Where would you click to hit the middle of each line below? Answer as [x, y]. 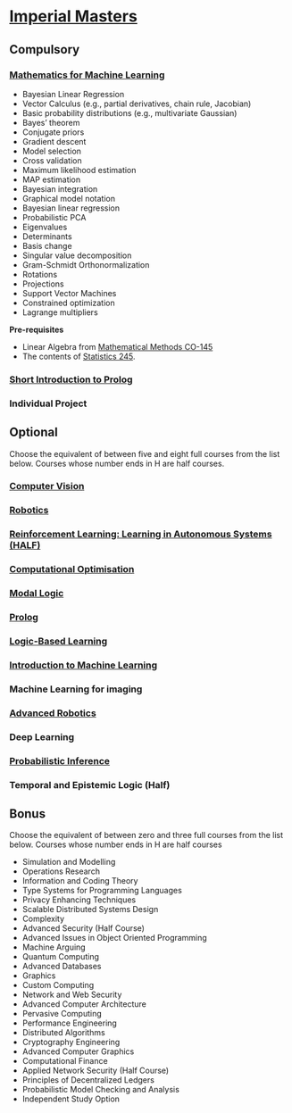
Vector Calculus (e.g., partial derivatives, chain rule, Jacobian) [137, 104]
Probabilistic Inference [59, 760]
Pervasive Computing [62, 1014]
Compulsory [45, 50]
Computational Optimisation [72, 569]
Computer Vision [47, 486]
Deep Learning [42, 736]
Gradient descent [54, 141]
